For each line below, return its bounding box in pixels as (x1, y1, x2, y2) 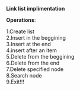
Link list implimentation (6, 5, 65, 12)
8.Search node (6, 72, 43, 79)
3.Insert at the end (6, 41, 52, 47)
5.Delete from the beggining (6, 53, 75, 60)
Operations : (6, 17, 36, 23)
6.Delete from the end (6, 59, 60, 66)
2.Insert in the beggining (6, 34, 66, 41)
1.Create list (6, 28, 34, 35)
